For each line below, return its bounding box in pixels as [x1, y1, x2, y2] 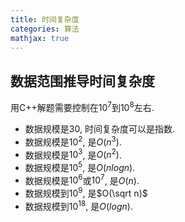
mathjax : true [10, 33, 70, 43]
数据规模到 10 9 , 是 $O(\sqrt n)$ [24, 186, 148, 200]
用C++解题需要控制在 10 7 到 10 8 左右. [10, 100, 155, 113]
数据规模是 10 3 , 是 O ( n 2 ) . [24, 147, 122, 161]
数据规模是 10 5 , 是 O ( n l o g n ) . [24, 160, 136, 173]
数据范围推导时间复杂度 [10, 72, 155, 90]
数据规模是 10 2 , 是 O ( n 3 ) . [24, 134, 122, 148]
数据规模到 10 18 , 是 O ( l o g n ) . [24, 199, 133, 212]
